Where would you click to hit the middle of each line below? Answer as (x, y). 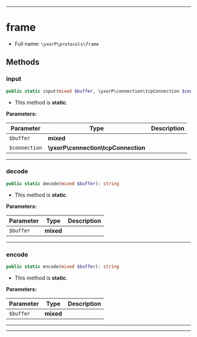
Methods (23, 62)
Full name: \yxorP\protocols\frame (57, 43)
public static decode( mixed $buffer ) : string (62, 183)
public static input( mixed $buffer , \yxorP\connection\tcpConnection (93, 91)
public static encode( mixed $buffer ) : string (62, 267)
